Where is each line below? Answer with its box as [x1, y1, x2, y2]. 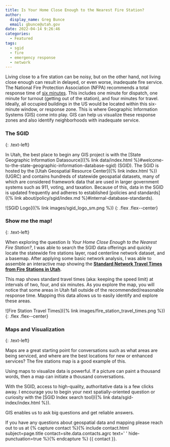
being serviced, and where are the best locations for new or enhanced [5, 353, 153, 359]
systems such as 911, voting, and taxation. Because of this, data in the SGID [5, 184, 164, 190]
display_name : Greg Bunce [10, 17, 65, 22]
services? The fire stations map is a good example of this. [5, 358, 126, 364]
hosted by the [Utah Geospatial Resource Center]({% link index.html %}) [5, 168, 157, 174]
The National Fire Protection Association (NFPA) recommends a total [5, 85, 149, 91]
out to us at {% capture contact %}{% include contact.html [5, 425, 129, 431]
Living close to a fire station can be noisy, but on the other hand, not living [5, 74, 161, 80]
